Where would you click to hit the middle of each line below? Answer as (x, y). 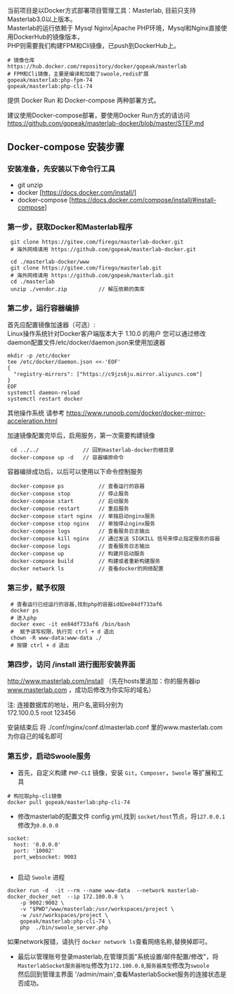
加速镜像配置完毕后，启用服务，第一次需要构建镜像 (81, 435)
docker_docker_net (34, 897)
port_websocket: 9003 (45, 857)
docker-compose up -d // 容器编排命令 (67, 458)
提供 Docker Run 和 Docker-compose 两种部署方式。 (84, 100)
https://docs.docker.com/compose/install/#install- (144, 200)
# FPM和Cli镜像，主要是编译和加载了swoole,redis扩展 (78, 74)
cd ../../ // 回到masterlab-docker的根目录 (92, 450)
